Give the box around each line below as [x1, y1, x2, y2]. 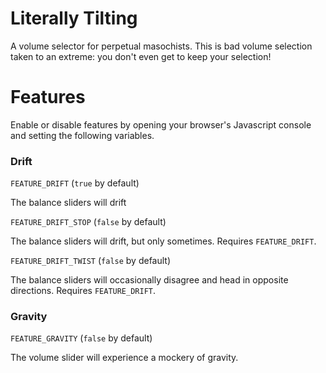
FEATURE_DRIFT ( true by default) [10, 177, 140, 189]
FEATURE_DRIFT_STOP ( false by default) [10, 216, 167, 228]
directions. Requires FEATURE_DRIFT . [10, 285, 157, 297]
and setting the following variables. [10, 129, 155, 141]
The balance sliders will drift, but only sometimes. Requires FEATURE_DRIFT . [10, 235, 317, 247]
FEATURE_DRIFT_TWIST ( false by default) [10, 255, 172, 267]
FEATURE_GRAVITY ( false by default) [10, 332, 153, 344]
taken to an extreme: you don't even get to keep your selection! [10, 50, 272, 62]
